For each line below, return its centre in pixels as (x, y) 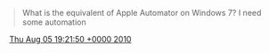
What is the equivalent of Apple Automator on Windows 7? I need (142, 13)
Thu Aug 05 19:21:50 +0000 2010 (70, 39)
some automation (54, 22)
